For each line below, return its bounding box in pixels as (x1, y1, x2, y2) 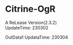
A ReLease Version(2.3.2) (5, 20, 57, 25)
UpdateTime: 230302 (5, 24, 48, 30)
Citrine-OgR (5, 3, 56, 15)
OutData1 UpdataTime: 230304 (5, 34, 68, 40)
